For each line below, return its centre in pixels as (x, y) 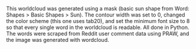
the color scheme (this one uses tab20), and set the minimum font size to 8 (98, 21)
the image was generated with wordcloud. (58, 40)
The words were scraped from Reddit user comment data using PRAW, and (98, 34)
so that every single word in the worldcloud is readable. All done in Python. (98, 27)
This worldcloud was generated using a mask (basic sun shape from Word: (98, 9)
